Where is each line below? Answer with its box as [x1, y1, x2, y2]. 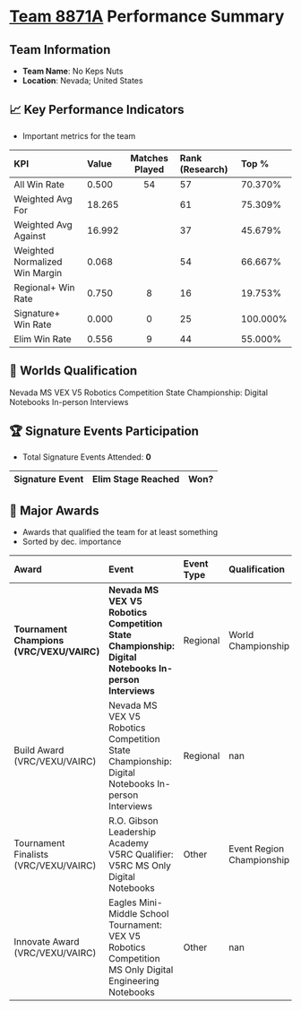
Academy [108, 837, 150, 850]
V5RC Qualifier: [108, 849, 174, 861]
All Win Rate [13, 177, 65, 190]
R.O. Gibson [108, 815, 159, 827]
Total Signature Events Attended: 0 [21, 452, 151, 462]
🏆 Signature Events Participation [9, 424, 200, 439]
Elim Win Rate [13, 332, 72, 345]
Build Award [13, 744, 64, 756]
